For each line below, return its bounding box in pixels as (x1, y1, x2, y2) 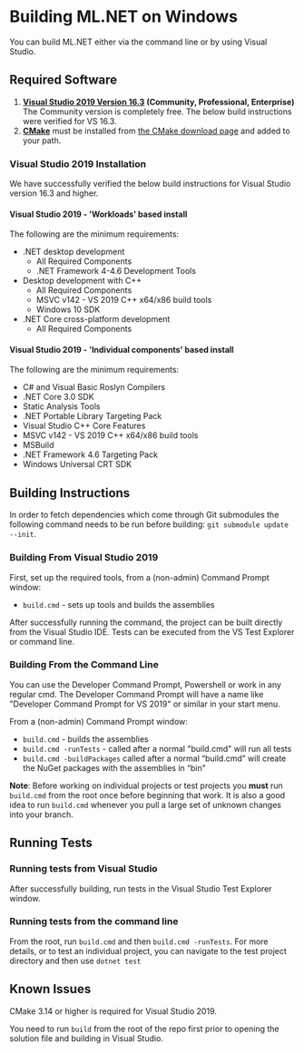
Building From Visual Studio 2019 (9, 551, 159, 564)
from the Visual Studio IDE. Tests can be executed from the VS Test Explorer (9, 626, 295, 637)
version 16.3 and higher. (9, 188, 99, 199)
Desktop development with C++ (22, 275, 142, 287)
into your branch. (9, 809, 74, 820)
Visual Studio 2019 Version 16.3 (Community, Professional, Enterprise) (22, 96, 295, 107)
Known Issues (9, 981, 92, 997)
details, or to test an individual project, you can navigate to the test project (9, 945, 288, 956)
